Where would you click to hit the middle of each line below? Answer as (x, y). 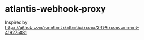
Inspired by (16, 22)
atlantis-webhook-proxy (55, 9)
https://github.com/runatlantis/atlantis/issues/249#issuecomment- (72, 27)
